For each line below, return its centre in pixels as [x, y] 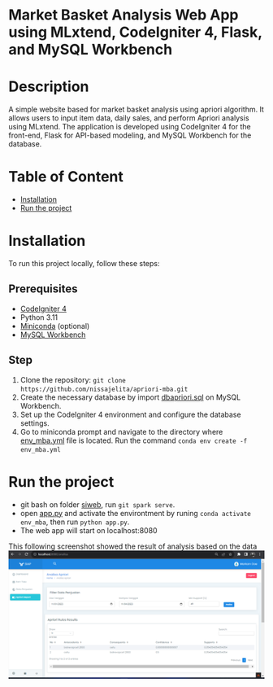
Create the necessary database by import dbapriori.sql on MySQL [130, 397]
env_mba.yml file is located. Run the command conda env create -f [134, 440]
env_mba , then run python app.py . [75, 522]
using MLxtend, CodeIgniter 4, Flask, [135, 32]
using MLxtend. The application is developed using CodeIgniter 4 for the [130, 127]
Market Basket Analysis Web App [123, 15]
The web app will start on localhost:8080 [89, 530]
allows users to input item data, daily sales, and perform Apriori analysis [129, 118]
